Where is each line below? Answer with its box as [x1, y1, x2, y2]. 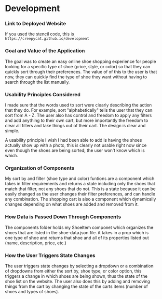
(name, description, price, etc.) [5, 240, 67, 246]
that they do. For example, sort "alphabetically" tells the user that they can [5, 107, 153, 113]
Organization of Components [5, 165, 75, 171]
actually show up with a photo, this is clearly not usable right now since [5, 142, 147, 148]
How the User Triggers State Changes [5, 252, 95, 259]
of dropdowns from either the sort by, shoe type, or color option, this [5, 268, 142, 274]
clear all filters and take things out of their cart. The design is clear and [5, 123, 146, 129]
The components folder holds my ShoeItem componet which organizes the [5, 224, 153, 230]
